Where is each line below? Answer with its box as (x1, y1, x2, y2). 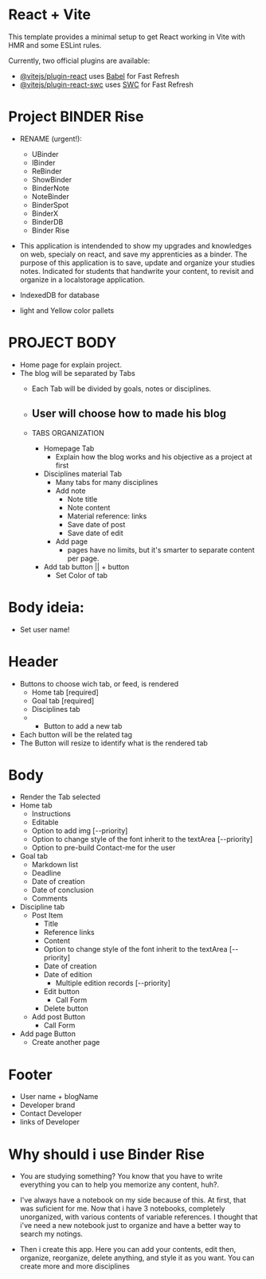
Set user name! (19, 624, 70, 634)
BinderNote (31, 183, 70, 193)
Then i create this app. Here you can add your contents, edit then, (19, 1245, 237, 1254)
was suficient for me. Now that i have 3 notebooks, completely (19, 1204, 225, 1214)
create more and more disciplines (19, 1261, 130, 1271)
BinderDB (31, 217, 64, 226)
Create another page (31, 1038, 100, 1047)
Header (8, 652, 58, 671)
